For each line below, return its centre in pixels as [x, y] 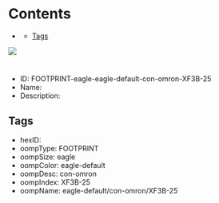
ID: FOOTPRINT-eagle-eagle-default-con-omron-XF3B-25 [115, 79]
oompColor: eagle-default [62, 165]
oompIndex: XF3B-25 [55, 182]
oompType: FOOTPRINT [59, 148]
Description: [40, 96]
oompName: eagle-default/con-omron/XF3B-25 [99, 190]
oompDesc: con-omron [58, 174]
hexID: [30, 139]
